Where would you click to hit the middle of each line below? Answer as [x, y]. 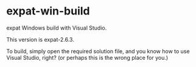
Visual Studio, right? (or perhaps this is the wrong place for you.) [87, 57]
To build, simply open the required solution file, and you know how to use [98, 51]
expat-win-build [48, 11]
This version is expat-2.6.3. [40, 39]
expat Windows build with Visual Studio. [57, 28]
